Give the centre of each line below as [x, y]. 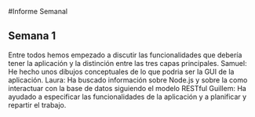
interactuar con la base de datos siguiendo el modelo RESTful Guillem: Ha [127, 88]
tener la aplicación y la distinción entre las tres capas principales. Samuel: [127, 63]
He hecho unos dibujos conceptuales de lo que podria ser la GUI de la [121, 71]
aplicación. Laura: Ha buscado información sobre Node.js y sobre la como [128, 80]
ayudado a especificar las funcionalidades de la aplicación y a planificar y [127, 97]
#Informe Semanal [38, 11]
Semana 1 [32, 36]
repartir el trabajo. [37, 104]
